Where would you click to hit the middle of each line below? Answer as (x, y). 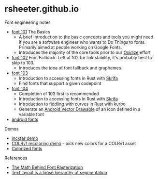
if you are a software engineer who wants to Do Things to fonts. (82, 42)
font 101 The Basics (31, 32)
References (16, 158)
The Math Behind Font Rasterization (47, 167)
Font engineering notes (28, 22)
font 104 (20, 88)
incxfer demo (25, 138)
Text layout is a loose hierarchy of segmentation (59, 172)
